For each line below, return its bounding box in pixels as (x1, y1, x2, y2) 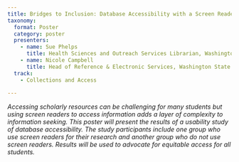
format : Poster (14, 23, 59, 31)
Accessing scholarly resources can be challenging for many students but (7, 102, 223, 111)
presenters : (14, 37, 50, 44)
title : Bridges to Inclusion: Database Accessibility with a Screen (7, 10, 215, 18)
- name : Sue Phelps (20, 43, 78, 50)
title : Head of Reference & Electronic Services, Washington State (26, 63, 231, 70)
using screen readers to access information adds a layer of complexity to (7, 110, 223, 119)
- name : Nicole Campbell (20, 57, 94, 64)
